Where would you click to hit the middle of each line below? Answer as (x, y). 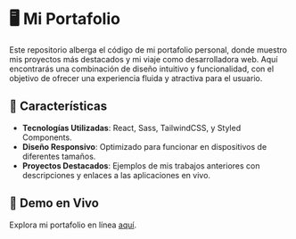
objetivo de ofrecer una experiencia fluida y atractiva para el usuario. (136, 78)
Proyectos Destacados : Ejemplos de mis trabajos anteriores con (141, 165)
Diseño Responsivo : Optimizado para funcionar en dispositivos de (144, 146)
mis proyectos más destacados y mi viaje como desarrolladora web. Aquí (144, 59)
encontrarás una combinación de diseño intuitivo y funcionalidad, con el (142, 69)
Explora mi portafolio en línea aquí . (73, 225)
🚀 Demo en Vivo (54, 203)
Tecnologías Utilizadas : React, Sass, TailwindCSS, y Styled (132, 128)
